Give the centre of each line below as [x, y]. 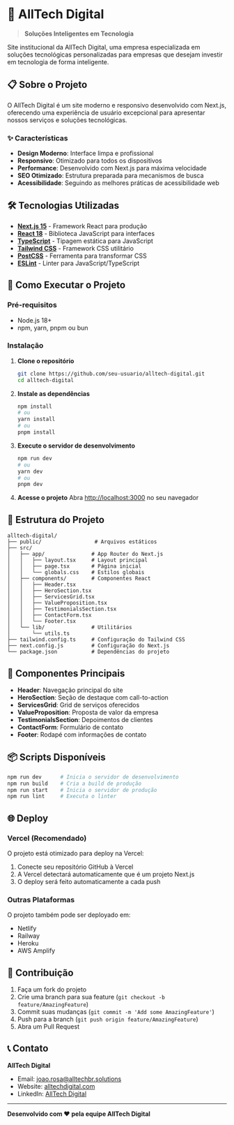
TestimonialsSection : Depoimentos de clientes [85, 719]
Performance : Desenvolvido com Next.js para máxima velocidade [112, 168]
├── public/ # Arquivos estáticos [82, 542]
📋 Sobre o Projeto [47, 85]
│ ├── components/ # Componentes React [79, 579]
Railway [29, 936]
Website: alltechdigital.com [56, 1086]
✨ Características [38, 138]
